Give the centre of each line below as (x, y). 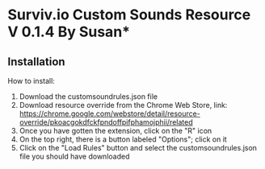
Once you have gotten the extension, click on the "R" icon (116, 131)
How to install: (32, 81)
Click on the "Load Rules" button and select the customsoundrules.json (138, 148)
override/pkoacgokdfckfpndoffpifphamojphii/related (106, 122)
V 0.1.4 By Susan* (69, 32)
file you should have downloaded (74, 156)
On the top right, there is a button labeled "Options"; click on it (123, 139)
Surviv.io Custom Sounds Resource (129, 15)
